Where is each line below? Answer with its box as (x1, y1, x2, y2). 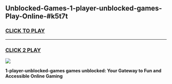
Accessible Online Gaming (5, 73, 63, 79)
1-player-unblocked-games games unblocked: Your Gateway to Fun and (5, 67, 162, 73)
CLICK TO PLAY (5, 27, 45, 35)
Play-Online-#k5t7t (5, 12, 68, 21)
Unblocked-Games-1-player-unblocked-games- (5, 4, 162, 13)
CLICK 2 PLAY (5, 46, 41, 53)
